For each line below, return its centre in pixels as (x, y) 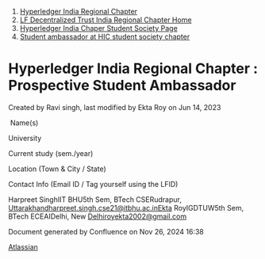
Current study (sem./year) (51, 153)
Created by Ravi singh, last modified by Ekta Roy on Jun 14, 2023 (115, 107)
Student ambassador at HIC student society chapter (105, 36)
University (25, 138)
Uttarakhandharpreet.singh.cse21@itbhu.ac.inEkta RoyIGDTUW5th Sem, (126, 208)
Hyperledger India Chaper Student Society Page (99, 28)
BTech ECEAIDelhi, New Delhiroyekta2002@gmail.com (98, 216)
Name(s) (24, 123)
